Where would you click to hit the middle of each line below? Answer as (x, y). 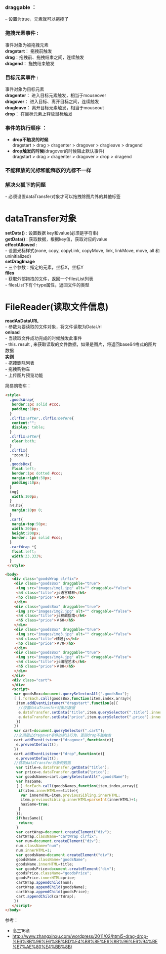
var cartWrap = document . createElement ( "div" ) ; (64, 832)
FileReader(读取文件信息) (57, 307)
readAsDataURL (22, 321)
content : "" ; (24, 423)
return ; (26, 823)
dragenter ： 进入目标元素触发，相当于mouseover (56, 95)
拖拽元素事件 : (22, 33)
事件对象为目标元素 (25, 89)
